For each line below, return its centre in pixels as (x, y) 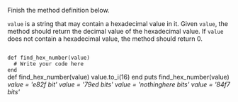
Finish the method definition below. (58, 10)
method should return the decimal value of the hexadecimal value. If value (115, 31)
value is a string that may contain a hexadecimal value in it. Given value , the (118, 24)
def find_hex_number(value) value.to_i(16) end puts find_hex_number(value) (119, 77)
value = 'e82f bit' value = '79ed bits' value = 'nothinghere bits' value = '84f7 (119, 84)
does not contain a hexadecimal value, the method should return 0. (105, 39)
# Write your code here (49, 64)
